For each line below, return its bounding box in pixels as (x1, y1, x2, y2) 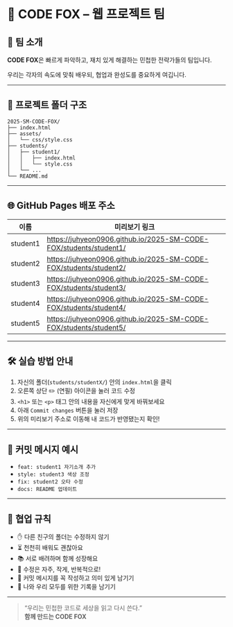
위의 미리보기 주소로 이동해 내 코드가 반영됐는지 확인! (17, 415, 160, 423)
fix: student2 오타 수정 (17, 479, 83, 486)
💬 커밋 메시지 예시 (7, 443, 78, 455)
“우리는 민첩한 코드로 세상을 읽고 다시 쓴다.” (24, 604, 142, 612)
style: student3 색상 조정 (17, 471, 90, 479)
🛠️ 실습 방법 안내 (7, 355, 74, 368)
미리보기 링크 (114, 222, 155, 232)
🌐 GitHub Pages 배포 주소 (7, 200, 116, 212)
